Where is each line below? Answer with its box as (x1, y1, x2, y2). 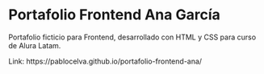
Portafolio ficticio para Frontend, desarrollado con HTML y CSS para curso (8, 32, 257, 42)
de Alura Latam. (8, 40, 61, 50)
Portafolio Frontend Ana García (8, 6, 220, 24)
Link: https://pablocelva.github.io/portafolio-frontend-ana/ (8, 56, 203, 66)
